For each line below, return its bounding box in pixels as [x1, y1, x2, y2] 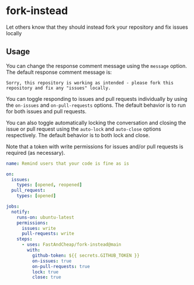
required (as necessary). [6, 149, 65, 156]
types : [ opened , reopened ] [16, 182, 82, 188]
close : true [32, 274, 61, 280]
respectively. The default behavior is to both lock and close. [6, 131, 150, 138]
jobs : [6, 203, 19, 209]
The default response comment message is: [6, 69, 112, 76]
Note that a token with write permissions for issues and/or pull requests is [6, 142, 183, 150]
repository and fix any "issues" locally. [6, 85, 111, 91]
